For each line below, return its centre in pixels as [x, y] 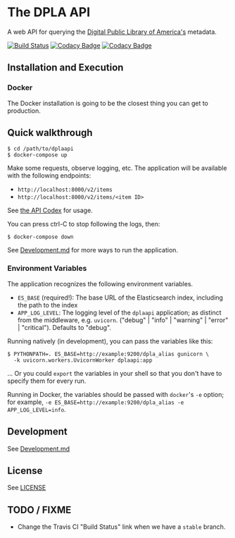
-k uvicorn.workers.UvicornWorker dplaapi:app [83, 360]
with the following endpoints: [49, 176]
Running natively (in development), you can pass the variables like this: [110, 341]
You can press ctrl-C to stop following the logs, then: [84, 224]
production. [24, 111]
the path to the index [47, 305]
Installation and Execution [65, 68]
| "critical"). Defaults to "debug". [64, 327]
